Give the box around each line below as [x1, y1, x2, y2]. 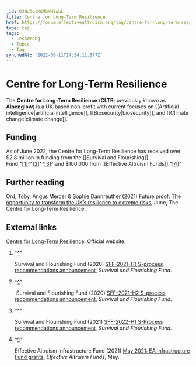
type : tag [6, 25, 30, 31]
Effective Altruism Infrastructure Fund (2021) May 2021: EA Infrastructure [14, 347, 190, 354]
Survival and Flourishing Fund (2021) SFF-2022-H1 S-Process [14, 319, 163, 325]
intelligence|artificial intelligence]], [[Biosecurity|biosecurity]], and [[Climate [6, 109, 189, 116]
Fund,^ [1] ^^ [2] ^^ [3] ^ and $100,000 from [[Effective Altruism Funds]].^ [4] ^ [6, 160, 182, 167]
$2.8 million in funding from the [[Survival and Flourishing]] [6, 154, 149, 161]
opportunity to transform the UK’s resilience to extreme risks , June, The [6, 199, 178, 206]
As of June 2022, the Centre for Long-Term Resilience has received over [6, 148, 181, 155]
